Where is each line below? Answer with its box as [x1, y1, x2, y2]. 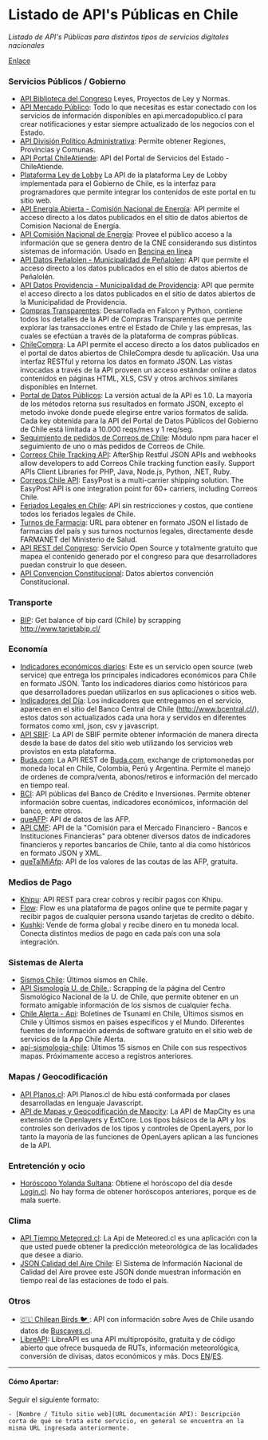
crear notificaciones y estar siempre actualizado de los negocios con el [19, 120, 255, 129]
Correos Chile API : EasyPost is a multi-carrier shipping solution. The [19, 475, 244, 485]
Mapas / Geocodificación [8, 1071, 108, 1083]
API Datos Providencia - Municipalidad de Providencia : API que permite [19, 281, 254, 290]
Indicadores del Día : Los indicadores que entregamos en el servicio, [19, 696, 244, 705]
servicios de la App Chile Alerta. [19, 1035, 126, 1044]
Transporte [8, 597, 53, 608]
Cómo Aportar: [8, 1377, 60, 1387]
